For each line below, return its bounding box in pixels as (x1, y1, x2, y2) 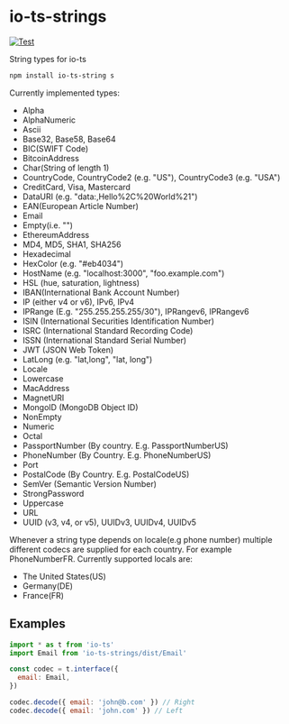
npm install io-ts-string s (9, 70, 115, 80)
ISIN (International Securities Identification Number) (22, 316, 214, 326)
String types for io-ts (9, 53, 87, 64)
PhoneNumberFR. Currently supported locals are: (9, 553, 194, 564)
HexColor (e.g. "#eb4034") (22, 258, 124, 269)
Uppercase (22, 498, 65, 509)
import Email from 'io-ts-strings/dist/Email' (9, 648, 187, 657)
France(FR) (22, 590, 65, 600)
